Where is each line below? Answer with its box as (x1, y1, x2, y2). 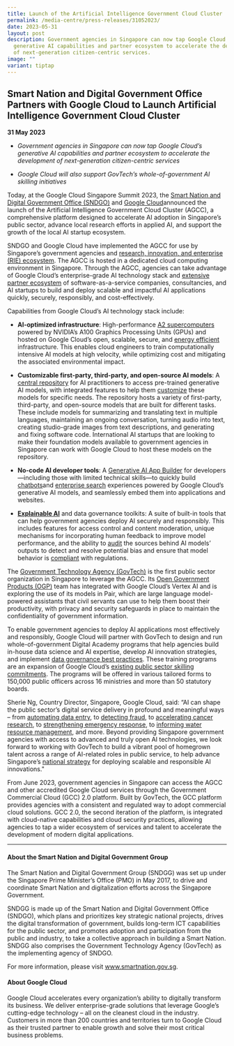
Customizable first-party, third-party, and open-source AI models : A (17, 371, 220, 380)
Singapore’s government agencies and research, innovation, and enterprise (7, 249, 224, 257)
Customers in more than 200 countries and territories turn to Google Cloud (7, 1016, 222, 1024)
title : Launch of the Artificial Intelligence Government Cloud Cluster (7, 10, 223, 17)
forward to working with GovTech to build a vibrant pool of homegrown (7, 742, 211, 751)
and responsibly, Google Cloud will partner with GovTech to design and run (7, 633, 223, 641)
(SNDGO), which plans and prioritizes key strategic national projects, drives (7, 911, 224, 920)
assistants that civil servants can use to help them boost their (33, 597, 210, 606)
